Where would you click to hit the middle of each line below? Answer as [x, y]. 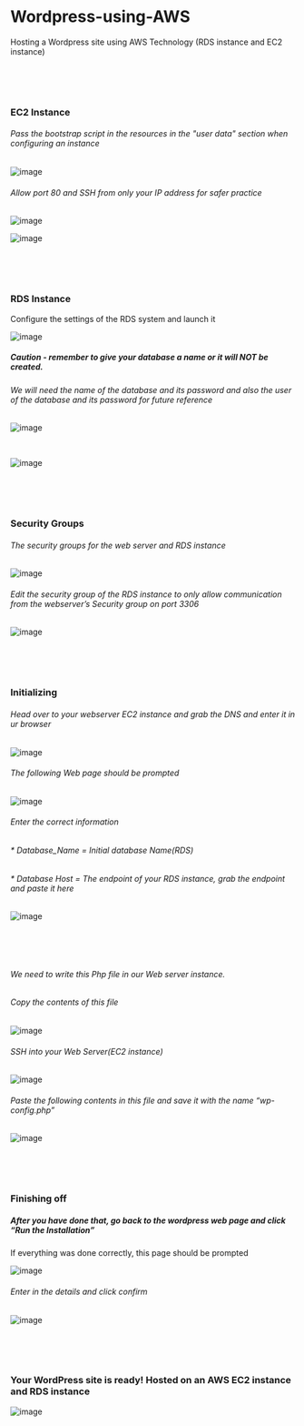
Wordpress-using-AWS [100, 17]
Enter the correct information [64, 822]
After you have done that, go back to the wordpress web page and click [148, 1220]
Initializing [34, 693]
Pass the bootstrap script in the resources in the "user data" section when [149, 134]
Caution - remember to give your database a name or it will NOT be [139, 358]
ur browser [31, 723]
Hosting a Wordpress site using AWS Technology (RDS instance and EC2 [147, 42]
